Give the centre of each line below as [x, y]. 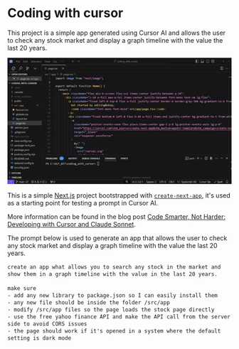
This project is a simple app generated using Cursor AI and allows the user [117, 33]
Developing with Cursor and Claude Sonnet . [72, 224]
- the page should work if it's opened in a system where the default [114, 331]
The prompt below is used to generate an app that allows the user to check [117, 238]
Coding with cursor [65, 13]
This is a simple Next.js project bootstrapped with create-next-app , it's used [119, 195]
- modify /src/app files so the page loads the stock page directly [111, 310]
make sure [22, 288]
